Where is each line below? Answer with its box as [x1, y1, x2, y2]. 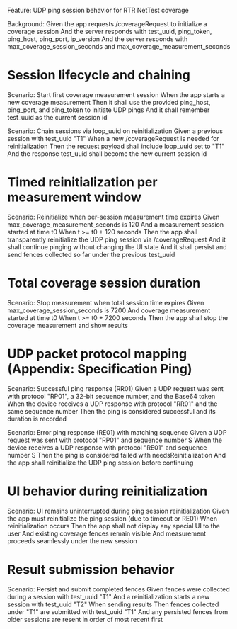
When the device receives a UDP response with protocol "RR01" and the [7, 399, 218, 408]
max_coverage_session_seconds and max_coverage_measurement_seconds [7, 42, 231, 50]
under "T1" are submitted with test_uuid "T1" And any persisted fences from [7, 607, 229, 616]
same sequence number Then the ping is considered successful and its [7, 407, 216, 415]
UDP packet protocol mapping [7, 346, 187, 362]
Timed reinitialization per [7, 174, 158, 191]
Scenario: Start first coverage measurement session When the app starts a [7, 90, 225, 98]
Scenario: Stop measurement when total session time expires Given [7, 298, 204, 307]
